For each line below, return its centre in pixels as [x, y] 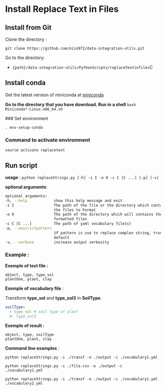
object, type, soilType [30, 335]
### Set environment [27, 118]
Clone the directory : [26, 39]
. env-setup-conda [24, 128]
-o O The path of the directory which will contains [79, 214]
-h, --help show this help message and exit [64, 200]
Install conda [25, 83]
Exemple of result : [25, 326]
